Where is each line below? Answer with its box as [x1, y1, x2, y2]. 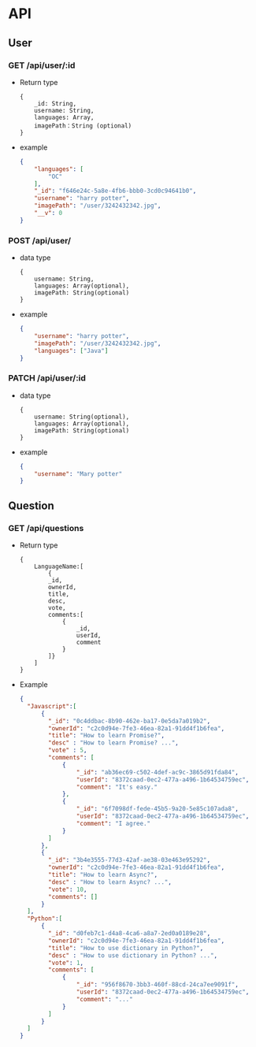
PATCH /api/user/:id [8, 373, 87, 384]
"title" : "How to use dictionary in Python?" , [48, 944, 204, 952]
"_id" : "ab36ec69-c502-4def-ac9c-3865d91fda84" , [76, 768, 239, 776]
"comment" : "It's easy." [76, 783, 158, 791]
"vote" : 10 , [48, 885, 87, 893]
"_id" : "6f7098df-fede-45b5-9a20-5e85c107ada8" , [76, 805, 239, 813]
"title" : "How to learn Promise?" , [48, 732, 165, 740]
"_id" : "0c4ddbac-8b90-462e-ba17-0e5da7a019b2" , [48, 717, 211, 725]
